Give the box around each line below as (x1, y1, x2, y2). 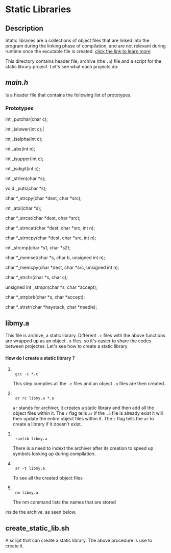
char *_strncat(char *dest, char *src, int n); (5, 225, 95, 231)
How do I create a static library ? (5, 355, 75, 361)
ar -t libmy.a (15, 466, 45, 471)
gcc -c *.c (15, 371, 38, 377)
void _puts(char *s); (5, 185, 47, 192)
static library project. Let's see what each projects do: (5, 64, 119, 69)
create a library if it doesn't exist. (12, 421, 82, 427)
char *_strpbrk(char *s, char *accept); (5, 294, 85, 300)
